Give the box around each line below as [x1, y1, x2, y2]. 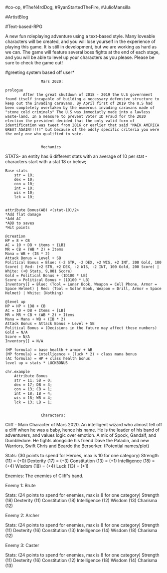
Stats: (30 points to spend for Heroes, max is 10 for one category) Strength [5, 453, 159, 458]
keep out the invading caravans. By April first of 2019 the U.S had [5, 101, 153, 106]
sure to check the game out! [5, 60, 63, 65]
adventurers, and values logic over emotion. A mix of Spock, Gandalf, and [5, 432, 157, 438]
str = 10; [14, 173, 35, 178]
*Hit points [5, 225, 30, 230]
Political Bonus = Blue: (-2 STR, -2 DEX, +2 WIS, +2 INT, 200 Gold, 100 [5, 260, 162, 265]
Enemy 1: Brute [5, 483, 36, 488]
